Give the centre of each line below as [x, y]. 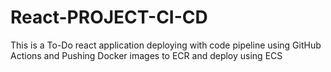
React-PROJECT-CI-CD [109, 17]
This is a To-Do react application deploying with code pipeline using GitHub [166, 45]
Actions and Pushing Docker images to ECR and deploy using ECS [146, 55]
